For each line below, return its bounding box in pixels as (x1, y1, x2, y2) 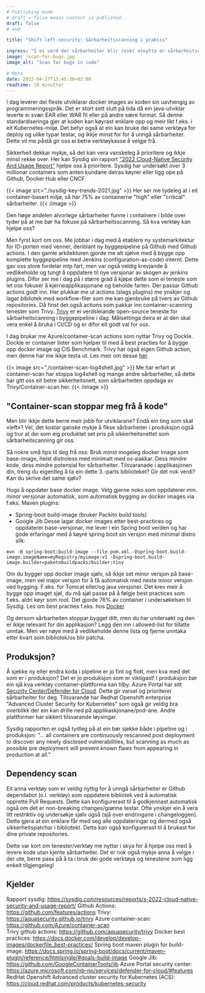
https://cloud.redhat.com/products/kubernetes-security (6, 980, 146, 987)
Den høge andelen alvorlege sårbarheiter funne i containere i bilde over (6, 212, 186, 219)
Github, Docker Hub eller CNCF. (6, 175, 87, 182)
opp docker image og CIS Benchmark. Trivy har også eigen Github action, (6, 345, 192, 353)
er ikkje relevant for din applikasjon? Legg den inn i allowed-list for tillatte (6, 621, 190, 629)
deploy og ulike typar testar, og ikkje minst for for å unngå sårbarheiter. (6, 131, 185, 138)
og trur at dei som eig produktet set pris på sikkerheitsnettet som (6, 430, 170, 438)
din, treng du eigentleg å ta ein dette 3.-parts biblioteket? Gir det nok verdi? (6, 468, 196, 475)
